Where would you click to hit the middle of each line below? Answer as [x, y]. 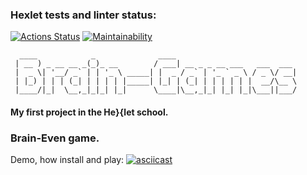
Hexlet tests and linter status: [83, 15]
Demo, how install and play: [67, 160]
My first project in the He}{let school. [89, 112]
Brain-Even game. [55, 138]
